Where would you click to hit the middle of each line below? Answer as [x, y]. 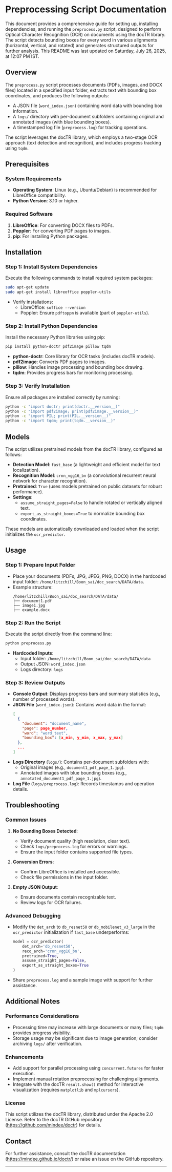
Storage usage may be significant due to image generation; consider [85, 1038]
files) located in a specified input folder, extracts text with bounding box [81, 90]
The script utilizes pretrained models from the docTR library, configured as [84, 449]
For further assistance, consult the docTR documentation [66, 1154]
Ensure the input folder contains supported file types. [77, 852]
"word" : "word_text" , [45, 733]
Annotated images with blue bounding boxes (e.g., [73, 772]
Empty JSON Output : [35, 887]
